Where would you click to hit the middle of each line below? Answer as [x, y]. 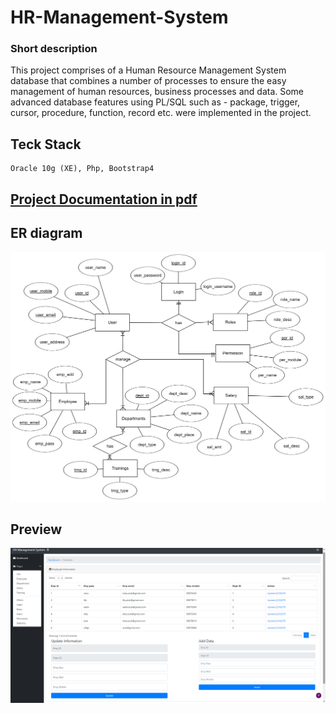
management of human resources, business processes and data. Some [157, 92]
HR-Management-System [119, 17]
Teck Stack [46, 144]
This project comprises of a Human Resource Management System [148, 70]
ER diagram [46, 233]
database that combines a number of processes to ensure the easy [148, 81]
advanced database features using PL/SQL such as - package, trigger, [155, 102]
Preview [36, 529]
